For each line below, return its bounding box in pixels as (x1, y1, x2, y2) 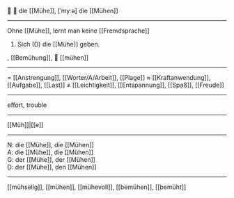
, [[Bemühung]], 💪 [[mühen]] (7, 53, 89, 62)
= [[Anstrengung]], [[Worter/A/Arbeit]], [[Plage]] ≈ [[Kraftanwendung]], (7, 74, 211, 81)
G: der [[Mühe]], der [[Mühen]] (7, 156, 96, 163)
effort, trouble (7, 101, 47, 109)
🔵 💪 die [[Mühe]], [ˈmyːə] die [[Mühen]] (7, 7, 118, 15)
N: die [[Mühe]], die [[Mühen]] (7, 141, 94, 149)
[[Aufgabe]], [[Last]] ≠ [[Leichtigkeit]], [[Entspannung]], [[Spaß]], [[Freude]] (7, 81, 224, 89)
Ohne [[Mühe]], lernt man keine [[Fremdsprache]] (7, 26, 150, 35)
